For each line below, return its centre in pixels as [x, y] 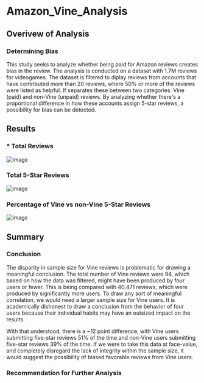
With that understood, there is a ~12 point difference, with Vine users [93, 331]
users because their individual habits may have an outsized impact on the [98, 313]
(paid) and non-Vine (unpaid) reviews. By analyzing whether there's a [93, 96]
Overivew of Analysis [48, 34]
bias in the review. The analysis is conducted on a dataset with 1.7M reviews [102, 71]
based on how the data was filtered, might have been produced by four [96, 280]
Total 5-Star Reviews [38, 175]
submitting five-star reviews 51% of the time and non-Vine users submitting [101, 337]
